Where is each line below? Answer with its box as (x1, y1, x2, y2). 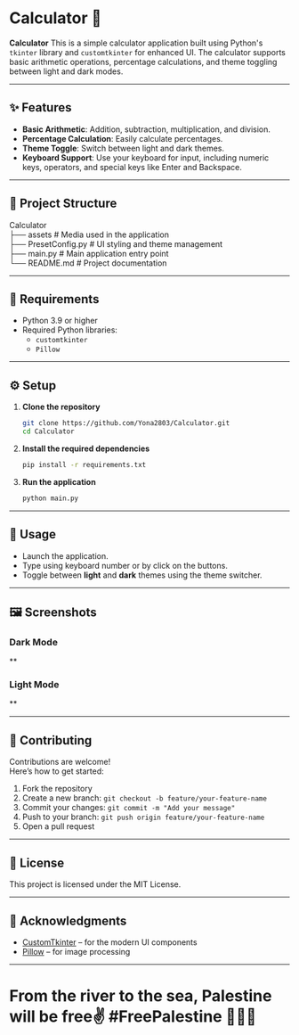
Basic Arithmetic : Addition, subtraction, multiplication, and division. (21, 124, 271, 135)
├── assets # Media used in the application (9, 229, 169, 240)
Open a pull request (21, 821, 95, 832)
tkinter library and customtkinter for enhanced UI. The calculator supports (9, 46, 287, 57)
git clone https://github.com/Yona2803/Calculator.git (21, 419, 230, 428)
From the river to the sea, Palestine (9, 986, 272, 1006)
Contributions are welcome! (9, 757, 111, 768)
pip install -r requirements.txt (21, 460, 147, 469)
